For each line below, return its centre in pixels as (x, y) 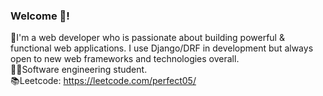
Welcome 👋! (40, 16)
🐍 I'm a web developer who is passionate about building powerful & (147, 38)
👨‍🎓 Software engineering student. (79, 70)
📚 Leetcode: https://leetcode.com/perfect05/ (103, 81)
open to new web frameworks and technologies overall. (125, 59)
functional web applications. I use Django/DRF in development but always (162, 48)
